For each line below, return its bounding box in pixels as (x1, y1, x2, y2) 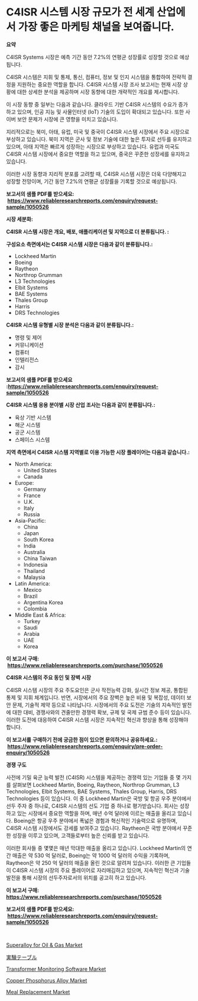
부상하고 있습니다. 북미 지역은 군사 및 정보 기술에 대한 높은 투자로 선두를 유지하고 (6, 136, 192, 143)
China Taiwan (23, 555, 57, 562)
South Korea (23, 536, 54, 543)
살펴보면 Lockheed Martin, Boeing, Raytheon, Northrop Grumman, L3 (12, 781, 180, 788)
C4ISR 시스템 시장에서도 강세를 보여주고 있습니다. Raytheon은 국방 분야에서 (6, 824, 181, 832)
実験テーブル (6, 954, 37, 961)
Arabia (23, 630, 40, 637)
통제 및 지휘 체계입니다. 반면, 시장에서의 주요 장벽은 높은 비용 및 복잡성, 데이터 (6, 694, 186, 701)
